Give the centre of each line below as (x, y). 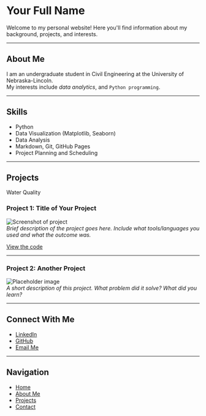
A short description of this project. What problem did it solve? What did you (102, 288)
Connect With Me (40, 320)
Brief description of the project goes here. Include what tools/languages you (103, 228)
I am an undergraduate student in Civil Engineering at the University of (95, 74)
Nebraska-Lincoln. (30, 80)
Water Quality (24, 192)
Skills (17, 112)
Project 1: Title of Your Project (51, 208)
